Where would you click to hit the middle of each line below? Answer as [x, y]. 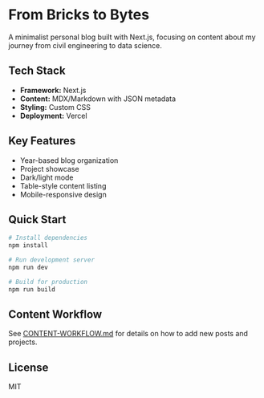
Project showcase [49, 169]
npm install [28, 246]
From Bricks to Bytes [79, 15]
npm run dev [28, 267]
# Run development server [51, 260]
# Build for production [48, 282]
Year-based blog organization [69, 160]
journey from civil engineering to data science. [85, 45]
